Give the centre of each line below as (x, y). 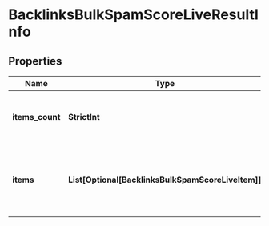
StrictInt (84, 117)
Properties (35, 61)
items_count (36, 117)
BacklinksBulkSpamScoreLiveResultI (133, 15)
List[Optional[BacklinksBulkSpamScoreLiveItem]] (165, 180)
